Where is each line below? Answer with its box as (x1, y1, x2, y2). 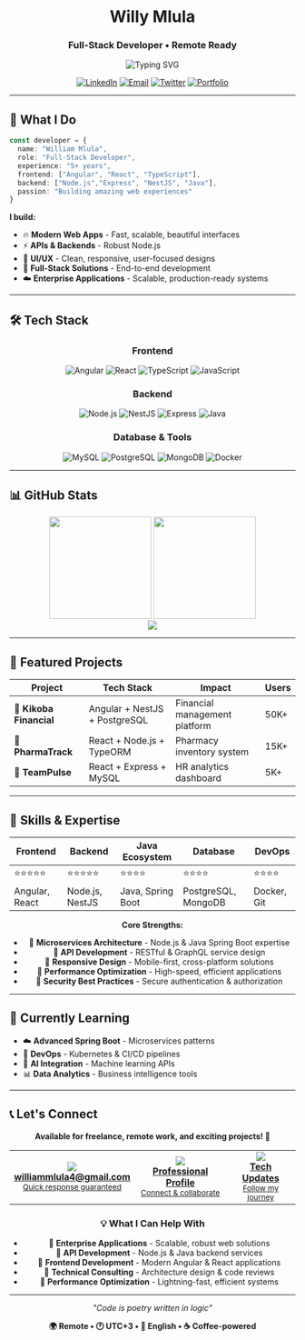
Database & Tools (113, 431, 192, 444)
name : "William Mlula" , (17, 145, 107, 154)
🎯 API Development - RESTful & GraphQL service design (53, 947, 266, 958)
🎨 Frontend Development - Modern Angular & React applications (37, 1256, 281, 1267)
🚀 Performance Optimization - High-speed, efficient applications (36, 966, 282, 977)
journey (247, 1192, 275, 1202)
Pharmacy (175, 735, 220, 747)
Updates (241, 1171, 280, 1184)
